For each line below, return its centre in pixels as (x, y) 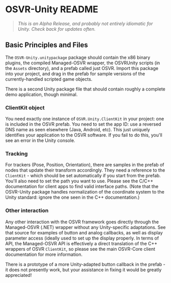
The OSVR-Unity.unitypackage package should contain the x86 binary (78, 57)
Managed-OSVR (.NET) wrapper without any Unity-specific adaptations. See (85, 227)
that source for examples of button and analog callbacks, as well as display (84, 232)
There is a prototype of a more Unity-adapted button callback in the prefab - (85, 264)
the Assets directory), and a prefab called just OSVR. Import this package (82, 68)
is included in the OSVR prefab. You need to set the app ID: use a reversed (83, 124)
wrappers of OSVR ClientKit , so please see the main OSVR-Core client (80, 249)
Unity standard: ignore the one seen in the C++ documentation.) (73, 197)
